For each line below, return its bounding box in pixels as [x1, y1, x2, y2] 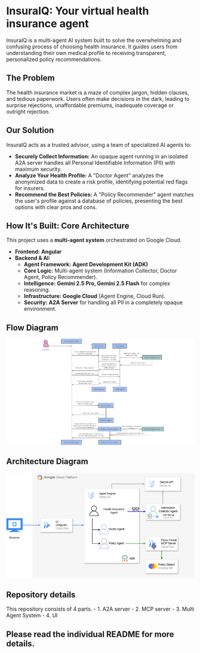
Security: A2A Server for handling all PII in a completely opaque [23, 299, 183, 306]
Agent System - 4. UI [6, 612, 58, 619]
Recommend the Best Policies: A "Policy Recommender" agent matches [14, 191, 194, 198]
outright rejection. [6, 108, 50, 115]
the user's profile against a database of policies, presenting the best [14, 197, 183, 204]
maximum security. [14, 165, 62, 173]
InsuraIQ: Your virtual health [6, 4, 149, 18]
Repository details [6, 590, 76, 600]
